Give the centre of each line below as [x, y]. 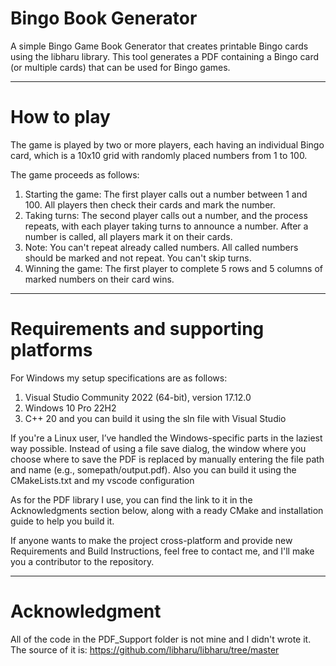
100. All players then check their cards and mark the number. [150, 204]
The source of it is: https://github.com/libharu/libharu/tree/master [145, 649]
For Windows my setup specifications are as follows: [119, 378]
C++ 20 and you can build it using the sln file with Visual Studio [155, 418]
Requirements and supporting [137, 329]
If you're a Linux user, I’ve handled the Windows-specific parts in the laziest [166, 438]
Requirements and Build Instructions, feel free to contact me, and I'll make [162, 551]
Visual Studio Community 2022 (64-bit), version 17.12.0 [138, 397]
